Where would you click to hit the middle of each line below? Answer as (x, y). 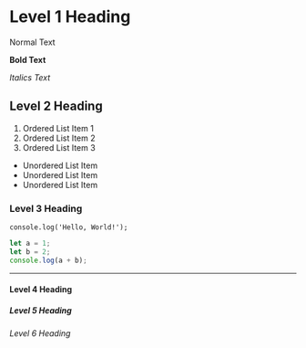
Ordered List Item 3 (59, 147)
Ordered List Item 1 (58, 128)
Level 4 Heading (41, 290)
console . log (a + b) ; (49, 260)
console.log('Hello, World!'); (69, 227)
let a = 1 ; (30, 244)
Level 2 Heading (56, 106)
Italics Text (30, 77)
